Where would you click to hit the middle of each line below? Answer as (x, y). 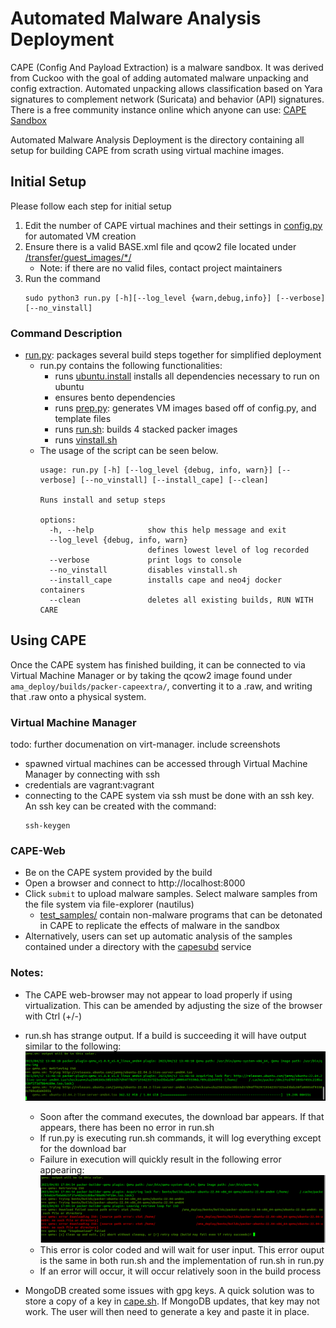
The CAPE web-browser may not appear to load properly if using (158, 994)
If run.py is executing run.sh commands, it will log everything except (180, 1138)
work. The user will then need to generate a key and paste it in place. (167, 1311)
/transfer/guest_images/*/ (78, 257)
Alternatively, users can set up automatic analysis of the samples (158, 936)
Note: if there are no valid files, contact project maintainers (161, 268)
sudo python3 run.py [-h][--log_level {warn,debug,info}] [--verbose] (175, 298)
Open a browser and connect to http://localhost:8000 (135, 883)
